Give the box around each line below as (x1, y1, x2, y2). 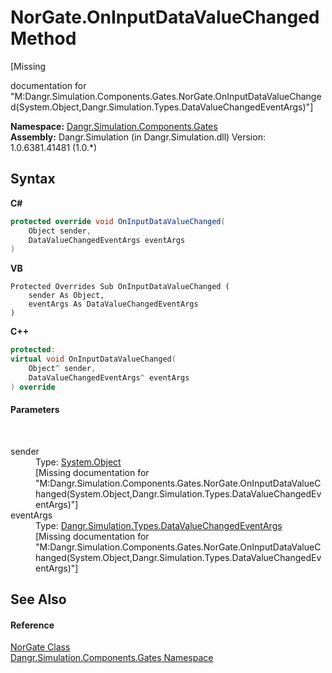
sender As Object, (28, 291, 105, 301)
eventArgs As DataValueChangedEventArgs (28, 299, 199, 310)
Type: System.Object (35, 456, 122, 468)
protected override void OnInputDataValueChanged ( (10, 216, 226, 226)
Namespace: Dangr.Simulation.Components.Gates (10, 120, 218, 132)
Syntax (10, 171, 56, 188)
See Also (10, 591, 67, 608)
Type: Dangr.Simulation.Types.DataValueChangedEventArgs (35, 519, 283, 531)
